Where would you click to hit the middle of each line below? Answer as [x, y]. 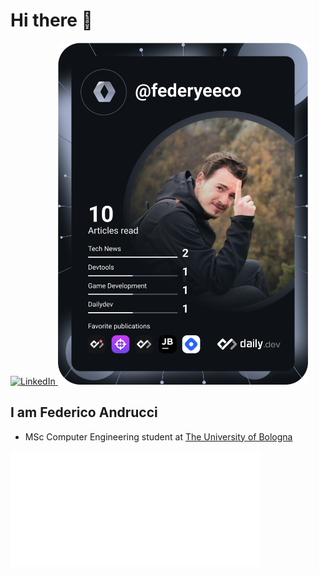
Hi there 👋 [51, 20]
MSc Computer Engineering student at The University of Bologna [158, 436]
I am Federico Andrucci [84, 412]
